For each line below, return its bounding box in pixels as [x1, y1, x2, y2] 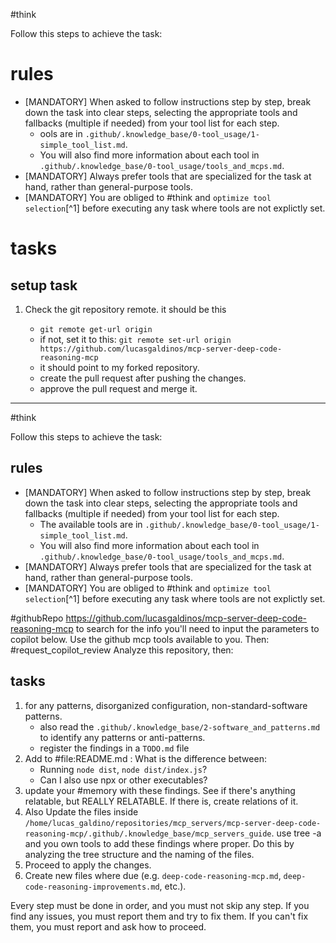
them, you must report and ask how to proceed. [10, 920, 207, 933]
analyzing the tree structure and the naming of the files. [24, 848, 255, 860]
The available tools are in [39, 518, 143, 530]
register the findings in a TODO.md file [39, 742, 190, 754]
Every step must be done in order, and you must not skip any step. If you [10, 899, 310, 911]
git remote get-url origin [39, 324, 153, 334]
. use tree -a [271, 827, 322, 839]
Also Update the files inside [24, 805, 139, 818]
